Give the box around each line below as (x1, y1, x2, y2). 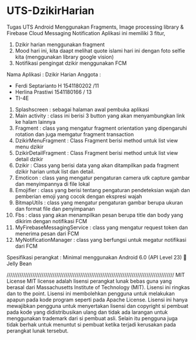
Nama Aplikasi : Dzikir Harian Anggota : (6, 71, 101, 78)
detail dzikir (15, 155, 43, 162)
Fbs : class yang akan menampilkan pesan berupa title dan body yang (15, 211, 183, 218)
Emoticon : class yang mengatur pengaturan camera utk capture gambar (15, 174, 190, 181)
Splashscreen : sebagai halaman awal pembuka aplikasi (15, 106, 149, 113)
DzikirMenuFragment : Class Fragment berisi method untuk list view (15, 137, 178, 144)
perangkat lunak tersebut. (6, 327, 69, 334)
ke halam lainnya (15, 118, 56, 125)
